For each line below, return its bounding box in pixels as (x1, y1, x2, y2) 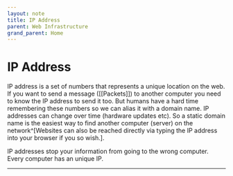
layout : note (7, 10, 45, 17)
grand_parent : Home (7, 29, 64, 37)
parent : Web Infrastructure (7, 23, 89, 30)
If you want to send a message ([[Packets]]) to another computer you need (7, 89, 221, 98)
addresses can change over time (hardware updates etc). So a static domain (7, 112, 225, 120)
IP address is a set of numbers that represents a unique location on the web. (7, 82, 225, 91)
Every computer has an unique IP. (7, 155, 104, 163)
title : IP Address (7, 17, 60, 24)
